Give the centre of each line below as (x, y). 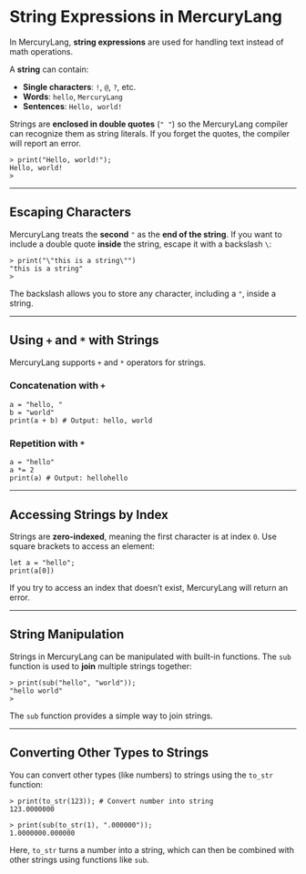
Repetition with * (47, 443)
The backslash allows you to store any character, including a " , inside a (143, 293)
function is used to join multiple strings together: (101, 666)
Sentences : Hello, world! (72, 106)
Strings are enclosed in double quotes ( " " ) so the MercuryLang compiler (149, 124)
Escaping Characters (71, 213)
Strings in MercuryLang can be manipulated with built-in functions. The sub (150, 656)
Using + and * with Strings (84, 340)
